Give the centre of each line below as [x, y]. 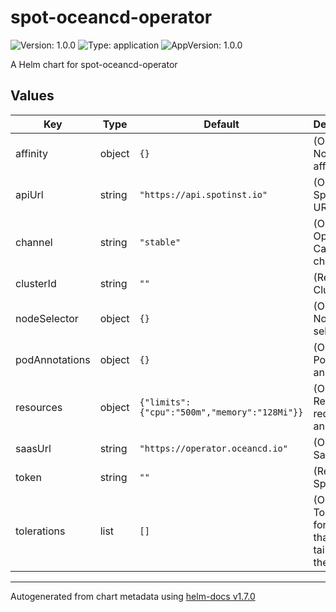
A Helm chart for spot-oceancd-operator [94, 64]
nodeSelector [47, 318]
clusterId [36, 283]
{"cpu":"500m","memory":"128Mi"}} [221, 412]
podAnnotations [53, 359]
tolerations [40, 531]
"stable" [160, 242]
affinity [31, 153]
